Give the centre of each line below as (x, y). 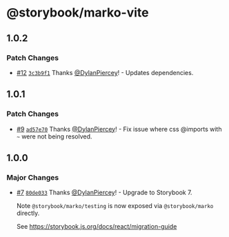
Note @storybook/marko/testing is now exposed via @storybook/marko (115, 206)
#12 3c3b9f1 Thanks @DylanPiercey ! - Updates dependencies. (105, 72)
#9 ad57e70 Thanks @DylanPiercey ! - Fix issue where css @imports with (119, 129)
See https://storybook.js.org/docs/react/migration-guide (97, 227)
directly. (28, 213)
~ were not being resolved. (54, 136)
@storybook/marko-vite (78, 13)
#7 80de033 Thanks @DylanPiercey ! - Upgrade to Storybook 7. (104, 193)
